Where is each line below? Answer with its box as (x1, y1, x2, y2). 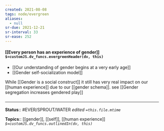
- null (9, 20, 23, 26)
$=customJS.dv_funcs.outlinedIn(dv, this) (5, 121, 93, 127)
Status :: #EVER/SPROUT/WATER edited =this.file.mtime (5, 107, 121, 112)
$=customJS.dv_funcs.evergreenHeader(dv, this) (5, 55, 104, 59)
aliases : (5, 16, 23, 21)
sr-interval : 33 (5, 30, 38, 35)
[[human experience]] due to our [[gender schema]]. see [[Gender (5, 84, 139, 90)
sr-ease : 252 (5, 35, 32, 39)
